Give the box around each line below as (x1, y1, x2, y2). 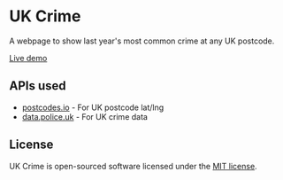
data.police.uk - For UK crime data (21, 111, 149, 121)
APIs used (9, 78, 66, 94)
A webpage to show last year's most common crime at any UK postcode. (9, 35, 275, 46)
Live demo (9, 52, 48, 63)
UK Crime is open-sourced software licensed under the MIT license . (9, 160, 258, 171)
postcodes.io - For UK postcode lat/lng (21, 102, 164, 113)
